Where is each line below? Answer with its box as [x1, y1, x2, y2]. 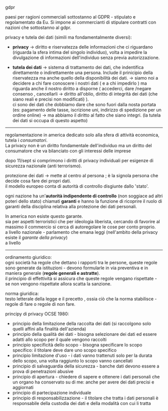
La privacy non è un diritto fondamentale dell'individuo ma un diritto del [5, 143, 152, 148]
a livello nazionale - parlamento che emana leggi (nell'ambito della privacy [5, 229, 158, 235]
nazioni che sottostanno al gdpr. [5, 25, 71, 31]
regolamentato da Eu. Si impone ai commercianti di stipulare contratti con [5, 20, 156, 25]
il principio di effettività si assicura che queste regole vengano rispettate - [5, 275, 157, 281]
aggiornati [12, 384, 34, 390]
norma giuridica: [5, 290, 39, 296]
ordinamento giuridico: [5, 254, 52, 260]
